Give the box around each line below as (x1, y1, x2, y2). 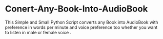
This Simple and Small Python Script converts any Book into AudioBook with (5, 19, 159, 25)
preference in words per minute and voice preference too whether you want (5, 24, 158, 30)
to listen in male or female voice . (5, 29, 72, 35)
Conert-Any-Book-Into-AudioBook (5, 3, 148, 14)
